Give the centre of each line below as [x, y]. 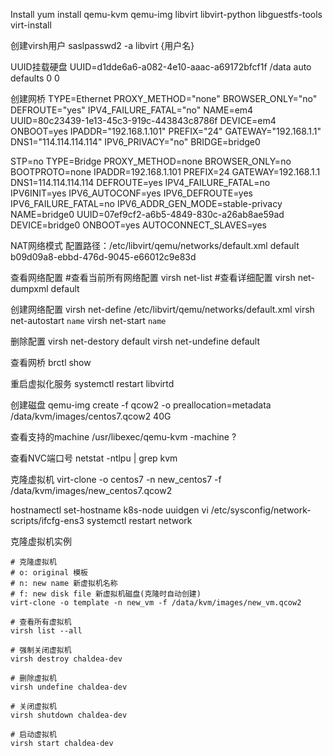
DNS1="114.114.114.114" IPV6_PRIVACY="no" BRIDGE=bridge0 [135, 142]
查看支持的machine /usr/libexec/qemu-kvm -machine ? [123, 437]
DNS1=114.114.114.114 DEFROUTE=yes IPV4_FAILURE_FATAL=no [140, 182]
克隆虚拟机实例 [41, 541]
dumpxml [29, 288]
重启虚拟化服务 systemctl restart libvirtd [92, 383]
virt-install [31, 25]
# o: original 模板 [49, 573]
